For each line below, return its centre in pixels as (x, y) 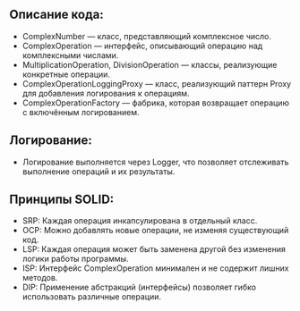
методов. (40, 278)
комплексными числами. (70, 55)
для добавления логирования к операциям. (106, 93)
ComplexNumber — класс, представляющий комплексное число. (146, 36)
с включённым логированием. (81, 112)
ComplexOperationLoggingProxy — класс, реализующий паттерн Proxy (157, 83)
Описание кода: (57, 15)
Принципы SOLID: (62, 200)
